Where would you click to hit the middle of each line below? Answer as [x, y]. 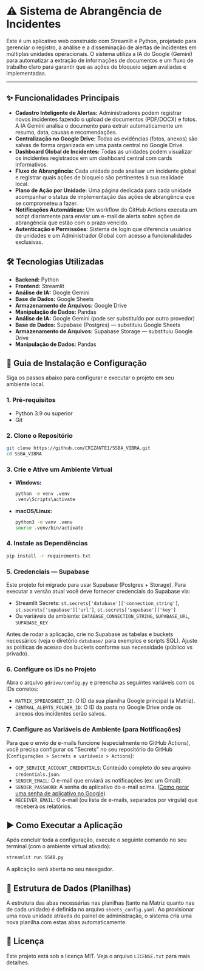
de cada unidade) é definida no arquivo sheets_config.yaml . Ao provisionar [100, 910]
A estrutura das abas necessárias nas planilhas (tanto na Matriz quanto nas [100, 903]
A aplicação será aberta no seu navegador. [60, 869]
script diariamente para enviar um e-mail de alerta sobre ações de [98, 216]
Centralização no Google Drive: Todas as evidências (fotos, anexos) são [106, 139]
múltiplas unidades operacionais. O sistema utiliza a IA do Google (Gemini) [100, 54]
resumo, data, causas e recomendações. [66, 132]
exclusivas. [29, 242]
